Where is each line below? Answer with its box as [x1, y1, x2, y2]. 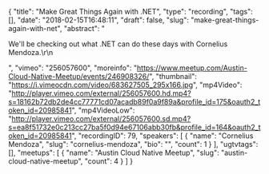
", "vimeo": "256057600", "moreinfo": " [8, 63, 138, 73]
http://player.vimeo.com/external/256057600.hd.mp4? [11, 89, 192, 98]
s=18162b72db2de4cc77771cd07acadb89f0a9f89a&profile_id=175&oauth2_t [8, 97, 261, 106]
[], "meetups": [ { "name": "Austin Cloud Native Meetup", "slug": [8, 148, 219, 157]
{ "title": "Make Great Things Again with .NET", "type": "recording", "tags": [8, 7, 254, 16]
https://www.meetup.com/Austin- [136, 63, 248, 73]
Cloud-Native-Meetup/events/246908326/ [8, 72, 150, 81]
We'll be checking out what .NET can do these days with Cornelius [8, 39, 228, 49]
